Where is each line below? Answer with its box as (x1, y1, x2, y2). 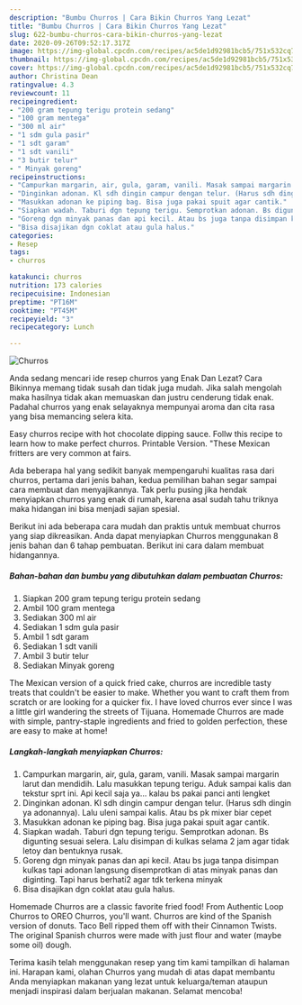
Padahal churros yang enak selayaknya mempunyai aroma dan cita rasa (9, 402, 276, 413)
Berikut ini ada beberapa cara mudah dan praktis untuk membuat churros (9, 521, 281, 532)
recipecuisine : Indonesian (9, 289, 111, 298)
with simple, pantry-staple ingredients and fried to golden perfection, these (9, 716, 288, 726)
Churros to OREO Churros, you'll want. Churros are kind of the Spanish (9, 911, 272, 922)
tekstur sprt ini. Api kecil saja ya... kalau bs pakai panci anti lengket (22, 788, 271, 799)
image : (9, 47, 34, 56)
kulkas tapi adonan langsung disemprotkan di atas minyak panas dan (22, 864, 279, 875)
